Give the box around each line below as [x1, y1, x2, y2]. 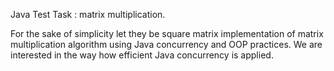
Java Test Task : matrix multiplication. [10, 9, 166, 20]
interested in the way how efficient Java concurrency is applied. [10, 49, 274, 61]
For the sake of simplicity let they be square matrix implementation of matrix [10, 28, 324, 39]
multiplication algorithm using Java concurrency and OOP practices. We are [10, 39, 323, 50]
